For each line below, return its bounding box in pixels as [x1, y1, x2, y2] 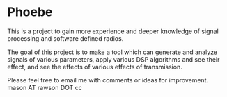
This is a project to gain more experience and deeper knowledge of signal [7, 27, 219, 35]
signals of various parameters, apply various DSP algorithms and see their [7, 55, 220, 63]
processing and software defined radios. [7, 34, 124, 42]
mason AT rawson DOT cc [7, 83, 82, 91]
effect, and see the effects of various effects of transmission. [7, 62, 182, 71]
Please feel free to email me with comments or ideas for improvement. [7, 76, 209, 84]
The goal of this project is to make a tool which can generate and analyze [7, 48, 218, 56]
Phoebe [7, 4, 53, 20]
